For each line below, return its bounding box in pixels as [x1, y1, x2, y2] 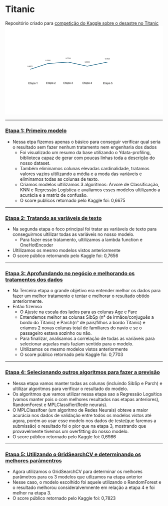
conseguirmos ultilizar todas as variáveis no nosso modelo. [12, 231, 135, 237]
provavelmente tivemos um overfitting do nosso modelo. [12, 428, 129, 434]
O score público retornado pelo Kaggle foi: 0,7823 [12, 495, 116, 501]
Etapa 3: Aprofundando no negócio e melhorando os [5, 270, 135, 277]
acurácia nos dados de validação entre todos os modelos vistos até [12, 412, 151, 418]
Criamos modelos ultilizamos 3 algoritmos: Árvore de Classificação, [19, 181, 159, 187]
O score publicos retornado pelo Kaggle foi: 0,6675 [19, 197, 126, 203]
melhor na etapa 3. [12, 489, 51, 495]
